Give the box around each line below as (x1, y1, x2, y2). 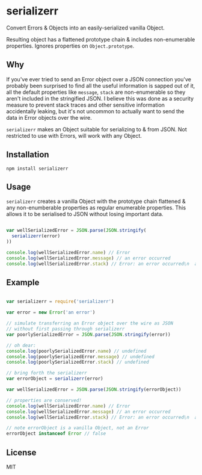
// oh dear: (6, 342, 36, 349)
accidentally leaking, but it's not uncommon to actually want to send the (6, 107, 185, 115)
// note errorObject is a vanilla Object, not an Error (6, 425, 149, 431)
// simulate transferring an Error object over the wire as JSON (6, 320, 173, 326)
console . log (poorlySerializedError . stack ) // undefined (6, 359, 149, 365)
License (6, 447, 37, 458)
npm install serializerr (6, 166, 69, 172)
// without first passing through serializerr (6, 326, 125, 332)
